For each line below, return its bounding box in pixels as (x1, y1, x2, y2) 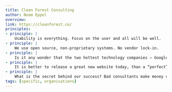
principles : (5, 27, 31, 32)
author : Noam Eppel (5, 12, 47, 17)
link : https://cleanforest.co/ (5, 21, 72, 27)
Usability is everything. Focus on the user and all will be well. (14, 36, 161, 41)
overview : (5, 17, 27, 22)
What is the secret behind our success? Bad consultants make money (14, 74, 164, 79)
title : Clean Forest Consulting (5, 7, 74, 13)
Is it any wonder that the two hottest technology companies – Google (14, 55, 168, 60)
